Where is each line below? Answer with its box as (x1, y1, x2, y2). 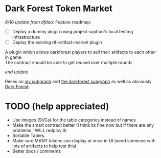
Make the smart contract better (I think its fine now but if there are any (12, 122, 154, 128)
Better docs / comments (12, 148, 61, 154)
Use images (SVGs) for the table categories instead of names (12, 117, 136, 123)
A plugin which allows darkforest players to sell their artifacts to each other (5, 49, 157, 55)
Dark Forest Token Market (5, 3, 113, 14)
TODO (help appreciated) (5, 101, 109, 112)
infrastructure (12, 34, 40, 40)
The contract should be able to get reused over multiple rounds (5, 60, 133, 66)
